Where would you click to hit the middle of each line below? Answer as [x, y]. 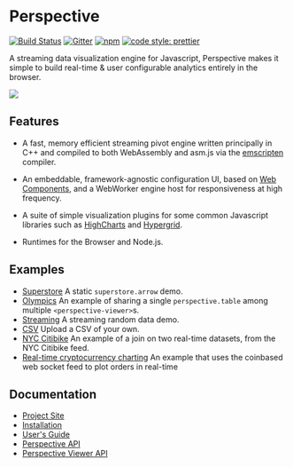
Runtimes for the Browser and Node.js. [93, 241]
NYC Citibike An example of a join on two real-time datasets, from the [149, 338]
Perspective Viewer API [65, 454]
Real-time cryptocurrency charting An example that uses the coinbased [152, 357]
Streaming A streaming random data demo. [100, 319]
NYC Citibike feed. [56, 347]
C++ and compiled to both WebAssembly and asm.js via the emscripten [153, 152]
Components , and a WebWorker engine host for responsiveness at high [152, 188]
